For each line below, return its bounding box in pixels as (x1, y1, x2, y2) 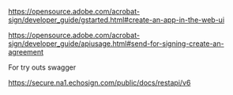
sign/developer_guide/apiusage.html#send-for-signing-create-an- (8, 39, 224, 48)
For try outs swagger (8, 63, 77, 72)
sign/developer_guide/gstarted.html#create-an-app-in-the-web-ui (8, 15, 225, 25)
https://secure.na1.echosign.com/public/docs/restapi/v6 (8, 78, 191, 87)
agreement (8, 47, 44, 56)
